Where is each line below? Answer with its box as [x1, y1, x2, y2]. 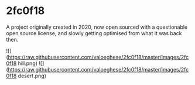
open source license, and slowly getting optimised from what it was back [6, 29, 183, 36]
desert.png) [18, 72, 47, 79]
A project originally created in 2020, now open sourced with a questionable [6, 23, 188, 30]
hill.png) [18, 60, 38, 67]
